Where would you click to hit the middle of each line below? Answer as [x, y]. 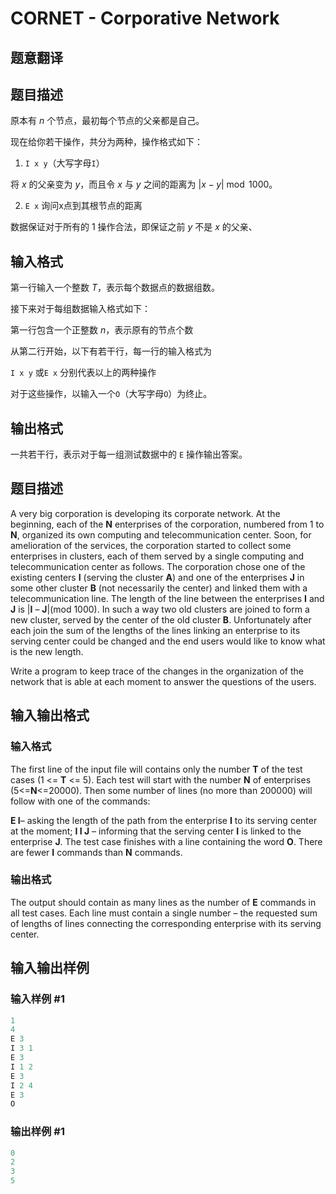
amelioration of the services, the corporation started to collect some [151, 545]
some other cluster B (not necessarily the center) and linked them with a [159, 588]
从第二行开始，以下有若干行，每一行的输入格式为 [111, 351]
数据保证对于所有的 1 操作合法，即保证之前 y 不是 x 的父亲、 [134, 227]
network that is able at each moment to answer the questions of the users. [163, 681]
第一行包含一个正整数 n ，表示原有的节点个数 [102, 330]
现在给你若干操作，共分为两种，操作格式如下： [106, 142]
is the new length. [47, 651]
